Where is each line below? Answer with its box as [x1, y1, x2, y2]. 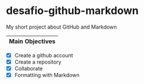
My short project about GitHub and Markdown [6, 23, 117, 30]
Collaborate [14, 65, 43, 72]
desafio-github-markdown [6, 4, 139, 17]
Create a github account [14, 51, 73, 59]
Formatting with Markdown [14, 72, 80, 79]
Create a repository [14, 58, 61, 65]
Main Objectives [9, 37, 56, 45]
